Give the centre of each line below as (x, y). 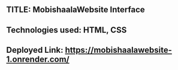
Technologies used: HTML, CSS (67, 30)
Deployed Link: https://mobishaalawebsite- (89, 50)
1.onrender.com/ (38, 60)
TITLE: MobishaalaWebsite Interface (76, 10)
